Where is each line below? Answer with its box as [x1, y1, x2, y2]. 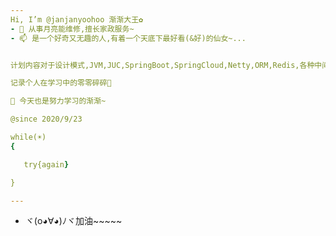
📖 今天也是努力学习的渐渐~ [10, 96, 107, 106]
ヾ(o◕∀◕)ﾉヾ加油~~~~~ [24, 215, 123, 227]
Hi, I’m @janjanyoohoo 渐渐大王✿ [10, 14, 144, 25]
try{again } [23, 159, 70, 170]
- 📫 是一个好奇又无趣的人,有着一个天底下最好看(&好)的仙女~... [10, 33, 247, 43]
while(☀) [10, 132, 47, 142]
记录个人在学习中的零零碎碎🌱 [10, 78, 112, 88]
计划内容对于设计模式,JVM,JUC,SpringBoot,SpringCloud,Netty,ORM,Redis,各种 [10, 60, 315, 70]
